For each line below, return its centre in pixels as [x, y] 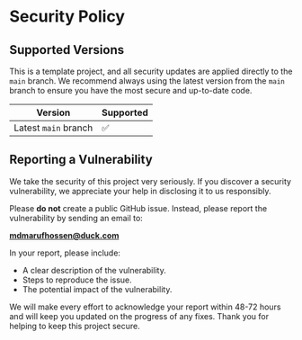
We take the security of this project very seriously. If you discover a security [151, 181]
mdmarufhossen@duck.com [64, 235]
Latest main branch [53, 128]
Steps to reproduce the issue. [77, 280]
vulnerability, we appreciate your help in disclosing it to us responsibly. [140, 191]
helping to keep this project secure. [75, 326]
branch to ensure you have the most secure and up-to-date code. [131, 90]
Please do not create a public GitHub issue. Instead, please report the [138, 208]
